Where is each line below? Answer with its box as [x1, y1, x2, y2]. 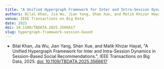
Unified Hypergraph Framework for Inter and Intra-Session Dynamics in [12, 48, 156, 54]
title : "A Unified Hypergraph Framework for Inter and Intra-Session [5, 7, 150, 12]
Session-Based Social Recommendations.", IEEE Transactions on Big [12, 53, 150, 59]
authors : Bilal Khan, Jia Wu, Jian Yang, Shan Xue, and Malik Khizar [5, 12, 150, 17]
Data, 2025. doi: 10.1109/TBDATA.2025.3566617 [12, 59, 108, 64]
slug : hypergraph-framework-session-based [5, 30, 93, 34]
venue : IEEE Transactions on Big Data [5, 16, 84, 21]
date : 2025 [5, 20, 27, 26]
